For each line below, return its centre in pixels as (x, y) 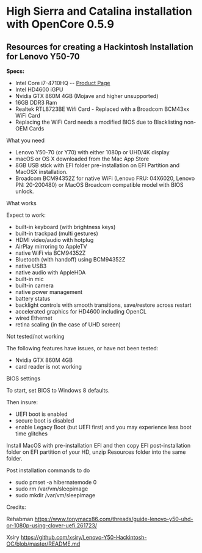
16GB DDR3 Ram (36, 103)
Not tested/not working (35, 336)
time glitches (31, 434)
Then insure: (22, 402)
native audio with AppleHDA (50, 273)
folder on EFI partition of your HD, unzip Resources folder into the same (96, 452)
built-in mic (29, 279)
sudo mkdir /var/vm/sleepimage (55, 495)
